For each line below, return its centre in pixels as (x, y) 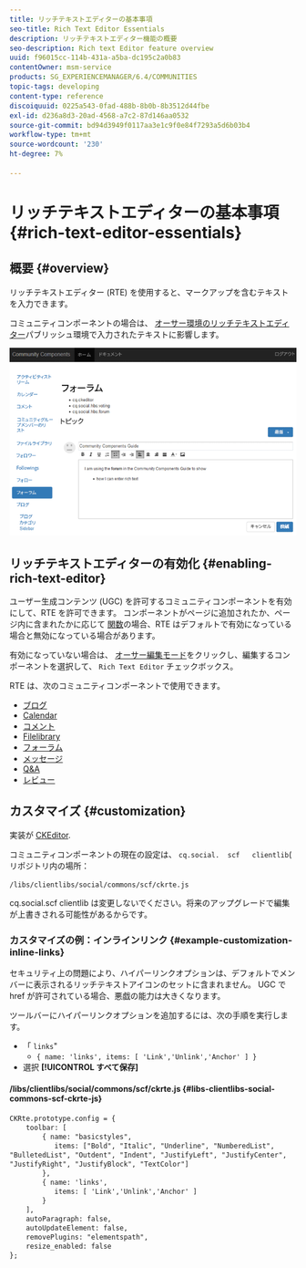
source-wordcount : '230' (56, 145)
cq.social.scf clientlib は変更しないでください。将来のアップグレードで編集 (150, 902)
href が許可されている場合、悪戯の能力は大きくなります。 (117, 996)
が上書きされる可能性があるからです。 (81, 914)
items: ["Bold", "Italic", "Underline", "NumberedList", (164, 1146)
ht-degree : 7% (36, 154)
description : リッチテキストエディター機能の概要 (93, 38)
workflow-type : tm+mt (51, 135)
